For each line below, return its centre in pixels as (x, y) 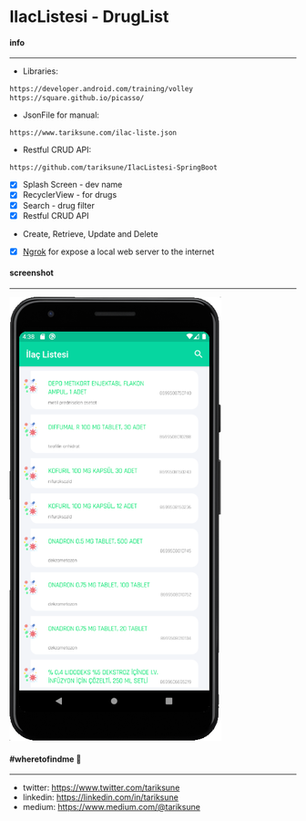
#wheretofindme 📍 (46, 759)
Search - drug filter (59, 205)
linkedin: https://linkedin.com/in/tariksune (101, 797)
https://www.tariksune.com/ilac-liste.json (93, 133)
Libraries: (41, 71)
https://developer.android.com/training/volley (102, 89)
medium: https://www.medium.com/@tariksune (111, 807)
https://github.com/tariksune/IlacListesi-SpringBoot (114, 168)
